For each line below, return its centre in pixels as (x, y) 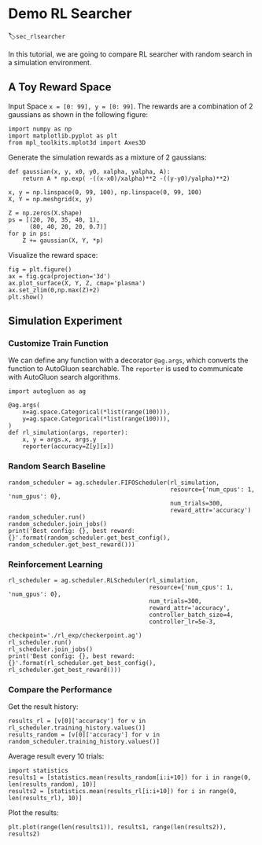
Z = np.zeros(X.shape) (45, 213)
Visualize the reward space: (53, 255)
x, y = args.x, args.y (59, 440)
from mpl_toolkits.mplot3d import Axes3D (77, 142)
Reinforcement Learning (56, 564)
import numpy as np (40, 129)
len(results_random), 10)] (52, 784)
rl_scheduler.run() (40, 643)
